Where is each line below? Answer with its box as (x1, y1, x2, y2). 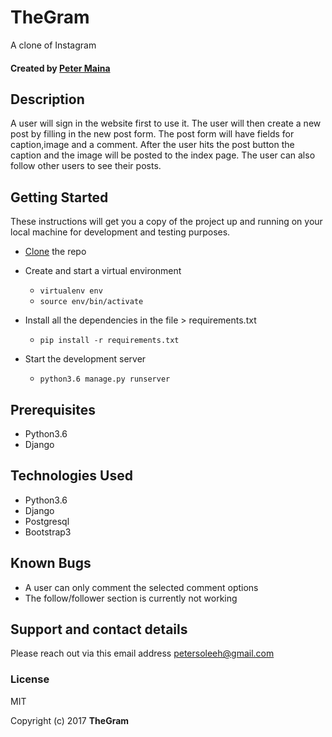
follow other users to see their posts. (10, 160, 162, 172)
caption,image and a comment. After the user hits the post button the (10, 139, 295, 151)
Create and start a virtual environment (24, 265, 182, 277)
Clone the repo (24, 246, 87, 258)
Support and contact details (10, 621, 188, 638)
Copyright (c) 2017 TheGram (10, 714, 130, 726)
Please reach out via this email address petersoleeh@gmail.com (10, 647, 275, 660)
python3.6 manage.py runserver (39, 374, 171, 385)
